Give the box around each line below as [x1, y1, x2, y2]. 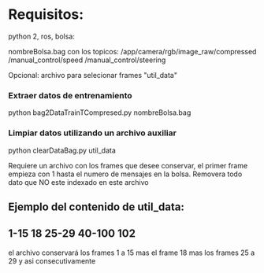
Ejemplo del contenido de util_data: [8, 200, 185, 213]
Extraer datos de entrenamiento [8, 90, 132, 101]
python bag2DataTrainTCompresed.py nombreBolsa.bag [8, 108, 191, 117]
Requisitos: [8, 6, 84, 24]
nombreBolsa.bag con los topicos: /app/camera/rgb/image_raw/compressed [8, 46, 257, 56]
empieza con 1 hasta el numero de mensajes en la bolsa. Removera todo [8, 169, 243, 179]
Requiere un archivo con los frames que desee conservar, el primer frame [8, 160, 248, 170]
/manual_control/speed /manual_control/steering [8, 55, 166, 65]
